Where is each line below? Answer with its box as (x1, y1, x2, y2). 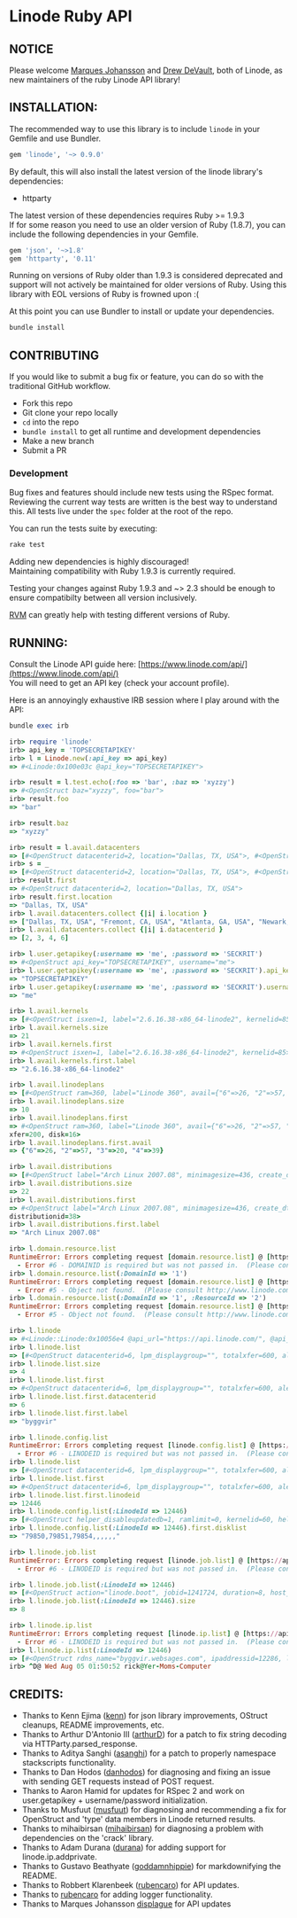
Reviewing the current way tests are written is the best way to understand (9, 496, 278, 507)
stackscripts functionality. (21, 1758, 117, 1768)
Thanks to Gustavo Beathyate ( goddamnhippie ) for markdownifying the (21, 1861, 281, 1872)
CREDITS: (9, 1687, 64, 1702)
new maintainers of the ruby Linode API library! (9, 74, 181, 85)
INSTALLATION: (9, 100, 99, 115)
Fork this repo (21, 398, 73, 409)
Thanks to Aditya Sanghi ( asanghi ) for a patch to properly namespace (21, 1748, 277, 1758)
